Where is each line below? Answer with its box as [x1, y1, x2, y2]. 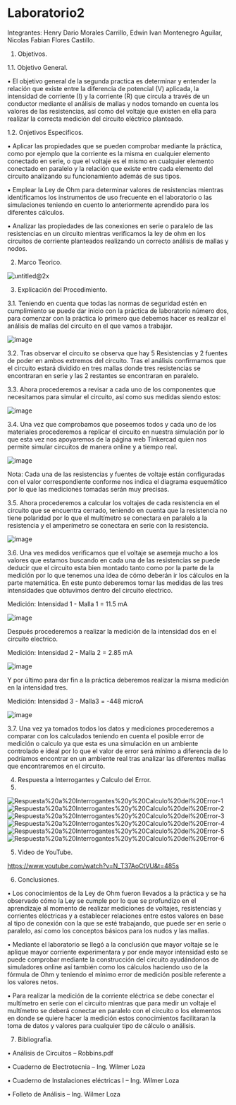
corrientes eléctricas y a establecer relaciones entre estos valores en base [7, 911, 224, 920]
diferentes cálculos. [7, 208, 65, 216]
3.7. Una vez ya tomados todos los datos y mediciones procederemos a [7, 724, 215, 733]
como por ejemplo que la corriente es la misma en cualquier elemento [7, 149, 210, 158]
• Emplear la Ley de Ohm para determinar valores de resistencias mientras [7, 185, 224, 194]
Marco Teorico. [17, 258, 62, 266]
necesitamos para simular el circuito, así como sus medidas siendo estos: [7, 392, 221, 401]
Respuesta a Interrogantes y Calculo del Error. [17, 775, 151, 784]
